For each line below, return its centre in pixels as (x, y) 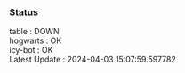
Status (24, 12)
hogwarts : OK (36, 40)
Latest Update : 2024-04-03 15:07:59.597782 (92, 60)
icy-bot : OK (31, 50)
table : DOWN (34, 32)
